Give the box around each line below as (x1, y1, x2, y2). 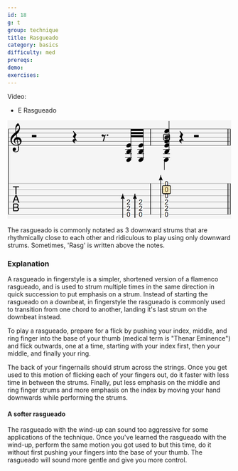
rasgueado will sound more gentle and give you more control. (7, 456, 188, 465)
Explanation (7, 259, 50, 269)
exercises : (7, 71, 40, 78)
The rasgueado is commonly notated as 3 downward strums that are (7, 225, 208, 234)
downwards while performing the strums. (7, 393, 128, 402)
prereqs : (7, 57, 33, 64)
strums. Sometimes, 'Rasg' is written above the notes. (7, 241, 166, 249)
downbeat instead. (7, 313, 62, 321)
